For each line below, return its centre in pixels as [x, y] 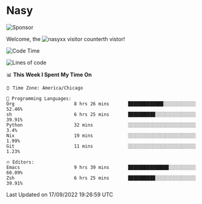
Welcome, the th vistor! [66, 39]
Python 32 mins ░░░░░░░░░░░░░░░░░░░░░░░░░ [101, 125]
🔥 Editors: [20, 162]
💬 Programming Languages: [39, 98]
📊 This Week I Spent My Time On [49, 74]
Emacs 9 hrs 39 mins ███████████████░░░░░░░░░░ [101, 167]
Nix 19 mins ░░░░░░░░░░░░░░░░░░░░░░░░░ [101, 136]
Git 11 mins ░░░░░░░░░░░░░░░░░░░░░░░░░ [101, 146]
